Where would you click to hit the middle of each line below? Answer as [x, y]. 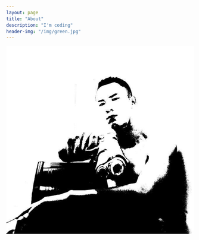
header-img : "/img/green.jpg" [44, 31]
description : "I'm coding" [40, 25]
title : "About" [25, 19]
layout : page [22, 12]
